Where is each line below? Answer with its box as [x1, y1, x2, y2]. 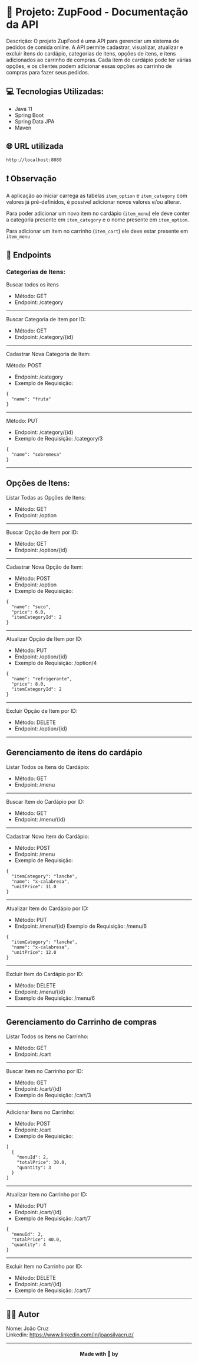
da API [6, 18, 39, 31]
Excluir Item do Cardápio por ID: [6, 970, 84, 977]
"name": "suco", [11, 604, 51, 610]
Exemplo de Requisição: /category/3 [14, 435, 103, 442]
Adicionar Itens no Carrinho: [6, 1108, 75, 1116]
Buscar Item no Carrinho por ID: [6, 1067, 84, 1074]
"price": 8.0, [11, 681, 46, 687]
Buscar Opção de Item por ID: [6, 529, 78, 536]
